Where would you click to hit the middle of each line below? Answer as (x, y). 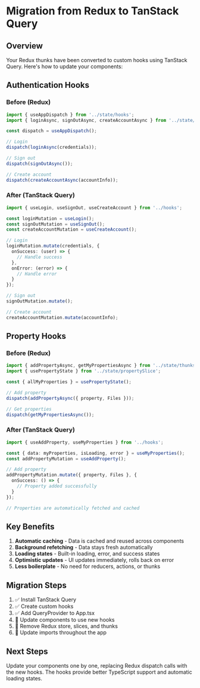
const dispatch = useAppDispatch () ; (51, 131)
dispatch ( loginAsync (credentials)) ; (51, 148)
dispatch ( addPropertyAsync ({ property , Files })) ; (70, 398)
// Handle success (40, 257)
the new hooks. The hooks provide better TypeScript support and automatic (99, 672)
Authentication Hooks (48, 85)
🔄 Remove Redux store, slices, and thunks (66, 626)
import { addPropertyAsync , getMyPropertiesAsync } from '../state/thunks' (102, 366)
